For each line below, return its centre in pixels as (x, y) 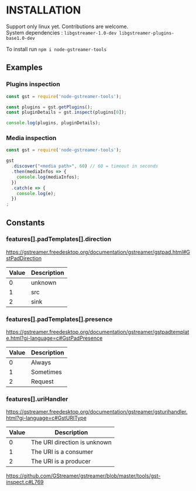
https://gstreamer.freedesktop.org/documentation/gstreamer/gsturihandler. (97, 412)
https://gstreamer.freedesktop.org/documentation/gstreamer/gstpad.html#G (98, 252)
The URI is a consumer (62, 452)
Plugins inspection (33, 84)
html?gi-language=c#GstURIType (46, 418)
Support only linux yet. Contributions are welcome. (67, 26)
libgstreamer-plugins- (147, 33)
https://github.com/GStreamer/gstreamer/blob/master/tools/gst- (83, 476)
